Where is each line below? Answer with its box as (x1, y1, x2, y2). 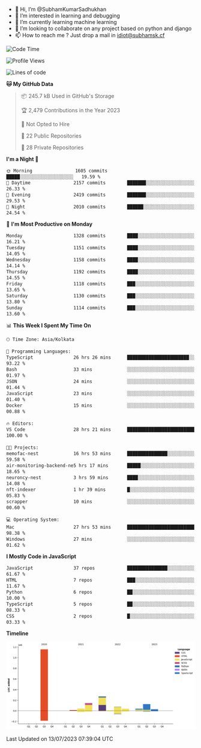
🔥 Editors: (6, 421, 34, 427)
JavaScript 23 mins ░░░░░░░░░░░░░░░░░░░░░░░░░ (6, 391, 195, 397)
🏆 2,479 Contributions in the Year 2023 (20, 107, 121, 114)
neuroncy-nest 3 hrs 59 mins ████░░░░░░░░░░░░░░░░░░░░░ (6, 475, 195, 481)
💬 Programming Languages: (6, 348, 71, 354)
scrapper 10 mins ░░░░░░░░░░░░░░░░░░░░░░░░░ (6, 499, 195, 505)
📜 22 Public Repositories (20, 132, 82, 139)
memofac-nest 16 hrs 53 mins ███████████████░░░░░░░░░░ (6, 451, 195, 457)
